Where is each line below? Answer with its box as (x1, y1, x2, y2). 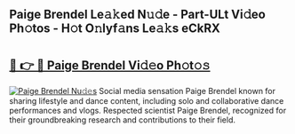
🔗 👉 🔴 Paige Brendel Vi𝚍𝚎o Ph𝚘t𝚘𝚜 (9, 58, 211, 73)
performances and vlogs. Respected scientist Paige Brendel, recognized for (9, 106, 287, 115)
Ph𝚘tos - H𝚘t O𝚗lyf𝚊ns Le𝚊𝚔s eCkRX (9, 21, 220, 36)
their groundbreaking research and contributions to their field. (9, 114, 236, 125)
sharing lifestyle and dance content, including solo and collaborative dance (9, 96, 284, 106)
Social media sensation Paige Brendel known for (99, 86, 276, 96)
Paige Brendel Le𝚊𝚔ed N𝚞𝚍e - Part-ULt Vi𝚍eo (9, 7, 267, 22)
